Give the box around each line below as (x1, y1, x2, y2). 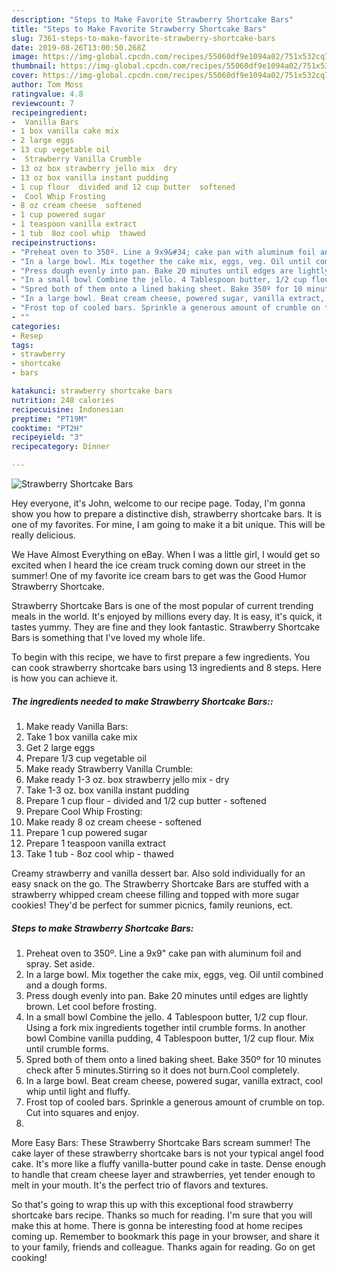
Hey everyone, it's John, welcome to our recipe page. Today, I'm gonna (11, 497, 306, 509)
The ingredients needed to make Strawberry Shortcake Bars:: (11, 695, 274, 707)
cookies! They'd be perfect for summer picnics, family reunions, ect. (11, 899, 293, 911)
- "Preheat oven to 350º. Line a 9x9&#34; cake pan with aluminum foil (11, 247, 316, 257)
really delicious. (11, 529, 76, 541)
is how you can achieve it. (11, 672, 119, 684)
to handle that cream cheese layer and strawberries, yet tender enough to (11, 1168, 316, 1180)
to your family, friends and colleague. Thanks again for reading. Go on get (11, 1241, 316, 1253)
